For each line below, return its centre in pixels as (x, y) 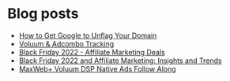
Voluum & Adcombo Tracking (66, 43)
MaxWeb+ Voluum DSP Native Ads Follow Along (97, 68)
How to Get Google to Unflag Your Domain (88, 35)
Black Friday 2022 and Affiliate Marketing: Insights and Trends (120, 61)
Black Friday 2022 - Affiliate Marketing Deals (92, 52)
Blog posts (43, 14)
